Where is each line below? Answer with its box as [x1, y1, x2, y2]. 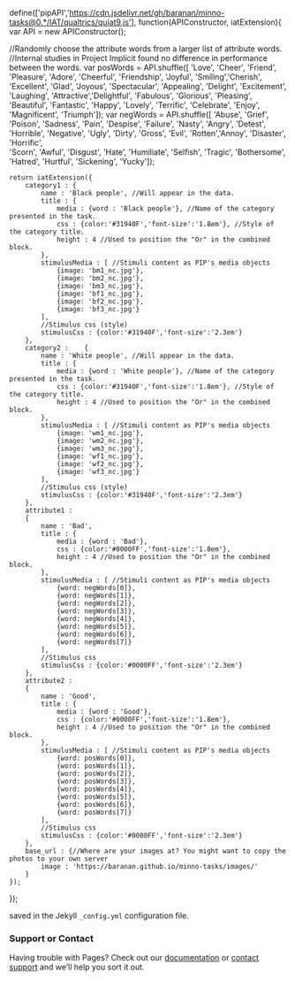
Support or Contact [9, 932, 95, 945]
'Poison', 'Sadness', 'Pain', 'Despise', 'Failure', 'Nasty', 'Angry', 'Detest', [9, 119, 267, 129]
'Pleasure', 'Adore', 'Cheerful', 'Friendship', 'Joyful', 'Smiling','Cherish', [9, 72, 262, 82]
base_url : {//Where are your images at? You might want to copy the [25, 847, 287, 855]
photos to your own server [9, 855, 109, 863]
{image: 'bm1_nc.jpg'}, [56, 266, 144, 275]
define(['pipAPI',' [9, 8, 70, 18]
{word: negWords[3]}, [56, 607, 137, 616]
